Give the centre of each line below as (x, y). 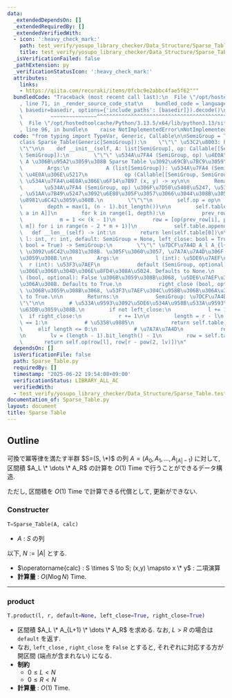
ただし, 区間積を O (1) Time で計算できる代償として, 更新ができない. (103, 492)
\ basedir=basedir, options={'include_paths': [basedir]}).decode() (120, 110)
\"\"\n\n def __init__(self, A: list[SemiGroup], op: (103, 149)
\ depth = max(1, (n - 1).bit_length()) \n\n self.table (123, 207)
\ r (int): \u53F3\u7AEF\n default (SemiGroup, (108, 265)
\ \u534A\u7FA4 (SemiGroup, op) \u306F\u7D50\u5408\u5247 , (116, 188)
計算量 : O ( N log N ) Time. (52, 576)
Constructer (28, 510)
